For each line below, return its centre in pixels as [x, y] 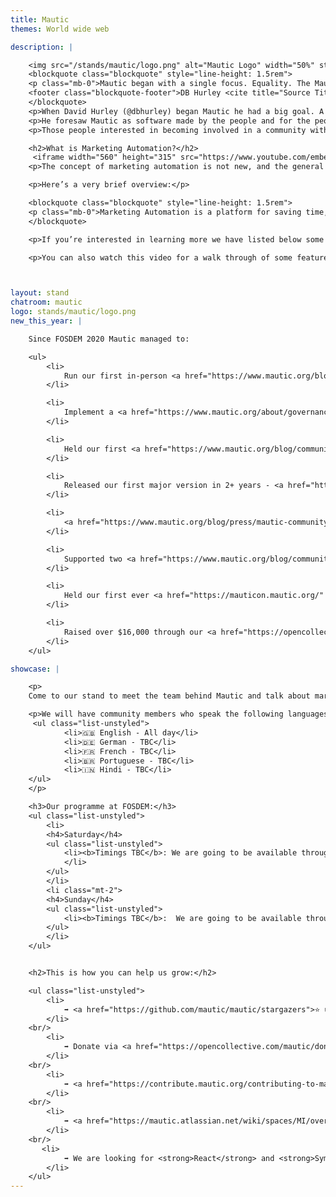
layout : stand [40, 293]
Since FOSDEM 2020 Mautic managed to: [109, 339]
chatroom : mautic [46, 302]
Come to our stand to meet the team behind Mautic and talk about [169, 696]
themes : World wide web [60, 29]
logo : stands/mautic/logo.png [73, 312]
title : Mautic [40, 19]
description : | [42, 47]
